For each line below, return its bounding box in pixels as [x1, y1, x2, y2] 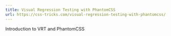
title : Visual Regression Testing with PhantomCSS [5, 7, 116, 12]
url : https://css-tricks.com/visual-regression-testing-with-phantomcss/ [5, 12, 166, 17]
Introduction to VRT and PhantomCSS [5, 25, 85, 31]
